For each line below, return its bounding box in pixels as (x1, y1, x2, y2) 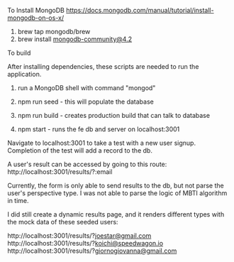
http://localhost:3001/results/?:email (7, 168, 113, 176)
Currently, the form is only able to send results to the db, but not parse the (7, 181, 225, 190)
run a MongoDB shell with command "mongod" (17, 84, 156, 92)
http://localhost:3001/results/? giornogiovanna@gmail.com (7, 246, 177, 255)
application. (7, 70, 42, 78)
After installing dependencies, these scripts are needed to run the (7, 62, 199, 70)
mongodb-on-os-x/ (7, 13, 65, 22)
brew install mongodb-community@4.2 (17, 35, 133, 43)
